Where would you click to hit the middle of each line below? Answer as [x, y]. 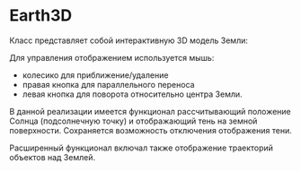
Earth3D [41, 16]
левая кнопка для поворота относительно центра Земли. [132, 94]
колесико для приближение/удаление [95, 75]
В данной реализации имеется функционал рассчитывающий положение [150, 111]
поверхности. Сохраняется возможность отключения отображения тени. [150, 130]
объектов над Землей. [53, 157]
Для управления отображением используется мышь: [112, 57]
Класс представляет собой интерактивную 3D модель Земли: [129, 40]
